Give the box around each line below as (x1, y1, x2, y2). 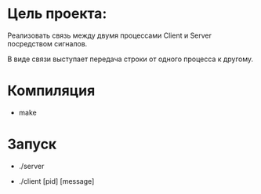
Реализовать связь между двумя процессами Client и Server (7, 31, 212, 40)
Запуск (7, 135, 57, 153)
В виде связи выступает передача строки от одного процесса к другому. (7, 54, 254, 64)
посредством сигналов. (7, 38, 88, 48)
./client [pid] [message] (18, 176, 95, 185)
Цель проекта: (7, 5, 107, 23)
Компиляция (7, 82, 96, 100)
